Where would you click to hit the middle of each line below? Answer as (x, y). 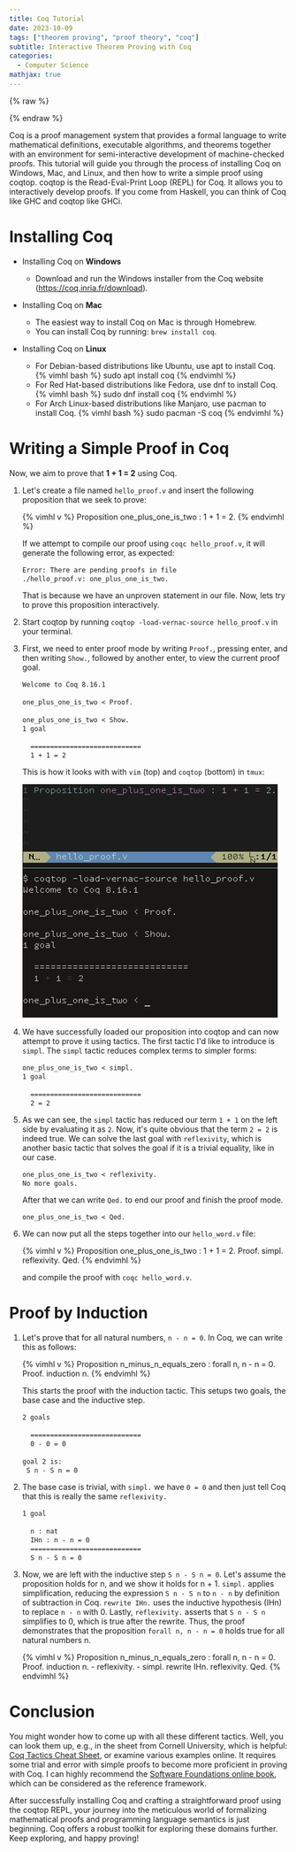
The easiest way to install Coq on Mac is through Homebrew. (146, 322)
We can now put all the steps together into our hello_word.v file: (139, 1233)
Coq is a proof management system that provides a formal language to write (148, 135)
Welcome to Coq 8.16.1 (64, 684)
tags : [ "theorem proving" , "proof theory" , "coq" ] (104, 37)
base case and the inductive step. (83, 1400)
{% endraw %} (36, 118)
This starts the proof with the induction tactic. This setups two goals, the (154, 1390)
